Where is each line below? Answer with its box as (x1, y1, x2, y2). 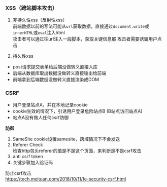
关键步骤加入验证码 (12, 159, 53, 165)
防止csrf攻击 (5, 170, 32, 176)
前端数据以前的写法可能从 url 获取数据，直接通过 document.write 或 (12, 23, 150, 29)
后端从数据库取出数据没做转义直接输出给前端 (12, 70, 107, 77)
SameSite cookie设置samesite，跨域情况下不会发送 (12, 136, 120, 142)
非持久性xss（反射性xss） (12, 17, 68, 23)
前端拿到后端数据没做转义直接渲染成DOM (12, 77, 99, 83)
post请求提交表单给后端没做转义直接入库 (12, 64, 98, 70)
